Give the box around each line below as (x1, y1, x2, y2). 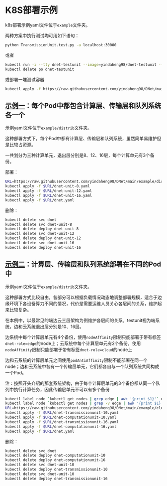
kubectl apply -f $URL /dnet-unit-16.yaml (5, 193, 92, 198)
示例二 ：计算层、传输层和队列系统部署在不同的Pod (5, 260, 162, 269)
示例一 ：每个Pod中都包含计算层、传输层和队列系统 (5, 101, 162, 110)
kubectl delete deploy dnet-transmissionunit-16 (5, 476, 108, 481)
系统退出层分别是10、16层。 (26, 324, 84, 329)
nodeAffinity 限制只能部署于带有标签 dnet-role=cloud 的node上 (5, 346, 133, 352)
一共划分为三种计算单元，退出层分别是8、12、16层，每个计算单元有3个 (5, 153, 150, 159)
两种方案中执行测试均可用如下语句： (5, 32, 80, 38)
